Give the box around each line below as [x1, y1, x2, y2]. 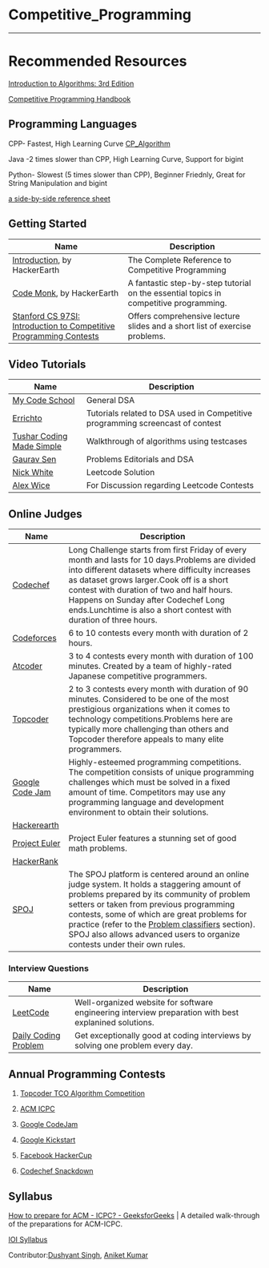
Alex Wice [12, 480, 50, 491]
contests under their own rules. [68, 939, 186, 950]
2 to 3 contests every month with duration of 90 [68, 683, 249, 694]
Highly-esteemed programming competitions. [68, 757, 242, 768]
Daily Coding [12, 1030, 61, 1041]
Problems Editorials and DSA [86, 454, 195, 465]
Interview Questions [8, 963, 90, 974]
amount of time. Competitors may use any [68, 787, 226, 798]
